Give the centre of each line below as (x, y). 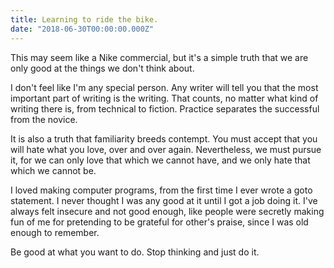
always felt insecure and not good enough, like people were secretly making (167, 211)
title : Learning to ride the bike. (84, 19)
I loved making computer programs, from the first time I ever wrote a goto (161, 190)
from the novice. (44, 119)
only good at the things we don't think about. (102, 68)
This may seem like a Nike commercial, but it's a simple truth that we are (159, 57)
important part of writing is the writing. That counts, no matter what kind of (164, 98)
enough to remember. (55, 232)
